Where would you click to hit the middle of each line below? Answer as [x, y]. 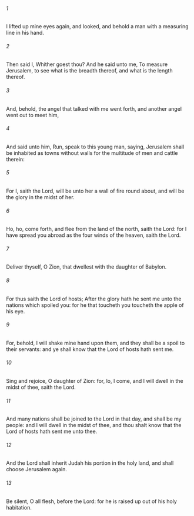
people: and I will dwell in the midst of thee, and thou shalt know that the [94, 425]
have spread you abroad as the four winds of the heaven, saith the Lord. [93, 235]
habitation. [19, 507]
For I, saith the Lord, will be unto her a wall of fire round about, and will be [95, 191]
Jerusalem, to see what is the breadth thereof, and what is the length [89, 71]
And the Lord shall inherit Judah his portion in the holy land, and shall [90, 463]
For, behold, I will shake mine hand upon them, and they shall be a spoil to [96, 343]
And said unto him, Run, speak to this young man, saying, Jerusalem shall [95, 147]
